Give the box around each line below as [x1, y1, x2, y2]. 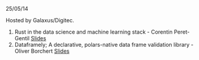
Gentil [14, 35, 30, 41]
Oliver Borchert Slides [14, 47, 70, 55]
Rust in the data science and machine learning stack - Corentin [14, 28, 173, 35]
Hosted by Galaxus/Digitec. [5, 17, 74, 23]
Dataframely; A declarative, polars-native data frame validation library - [14, 41, 194, 48]
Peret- [173, 28, 190, 35]
